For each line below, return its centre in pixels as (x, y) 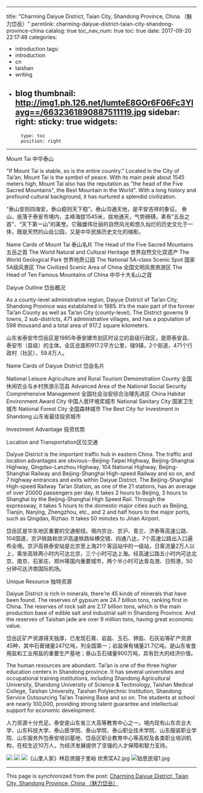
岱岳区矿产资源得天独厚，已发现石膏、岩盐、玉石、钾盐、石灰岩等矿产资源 (99, 638)
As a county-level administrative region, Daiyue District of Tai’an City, (92, 299)
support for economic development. (51, 710)
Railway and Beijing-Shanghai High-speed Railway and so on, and (113, 473)
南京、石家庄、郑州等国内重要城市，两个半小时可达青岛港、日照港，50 (105, 561)
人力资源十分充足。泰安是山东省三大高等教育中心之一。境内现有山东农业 (96, 722)
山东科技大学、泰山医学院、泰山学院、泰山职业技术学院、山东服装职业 (104, 730)
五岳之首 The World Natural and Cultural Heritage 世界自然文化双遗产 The (98, 252)
